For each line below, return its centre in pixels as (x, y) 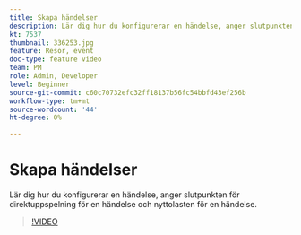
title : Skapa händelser (54, 17)
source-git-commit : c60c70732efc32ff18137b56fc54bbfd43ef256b (128, 92)
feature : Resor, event (52, 51)
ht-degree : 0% (36, 117)
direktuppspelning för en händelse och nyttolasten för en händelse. (133, 205)
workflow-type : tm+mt (50, 101)
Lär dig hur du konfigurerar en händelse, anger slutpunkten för (125, 195)
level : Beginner (39, 84)
